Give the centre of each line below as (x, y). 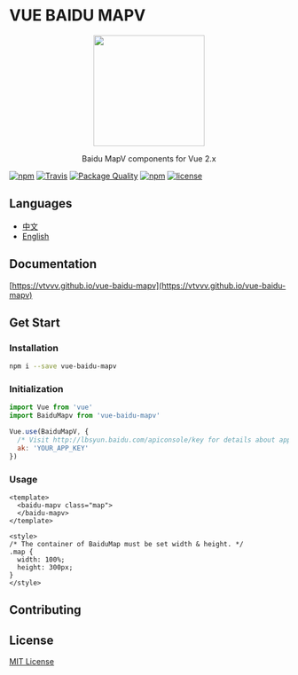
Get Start (35, 322)
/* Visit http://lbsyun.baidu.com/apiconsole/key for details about (146, 440)
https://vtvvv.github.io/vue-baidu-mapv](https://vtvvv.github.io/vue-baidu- (149, 286)
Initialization (36, 389)
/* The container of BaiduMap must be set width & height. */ (126, 544)
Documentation (53, 264)
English (35, 236)
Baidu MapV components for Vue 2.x (149, 158)
